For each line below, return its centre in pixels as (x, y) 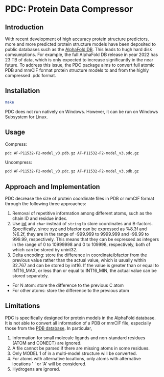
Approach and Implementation (53, 187)
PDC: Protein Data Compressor (69, 9)
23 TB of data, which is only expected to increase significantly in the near (79, 60)
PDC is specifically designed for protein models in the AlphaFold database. (80, 318)
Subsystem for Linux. (26, 117)
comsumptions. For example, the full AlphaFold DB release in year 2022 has (82, 54)
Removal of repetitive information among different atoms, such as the (82, 213)
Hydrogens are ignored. (36, 369)
